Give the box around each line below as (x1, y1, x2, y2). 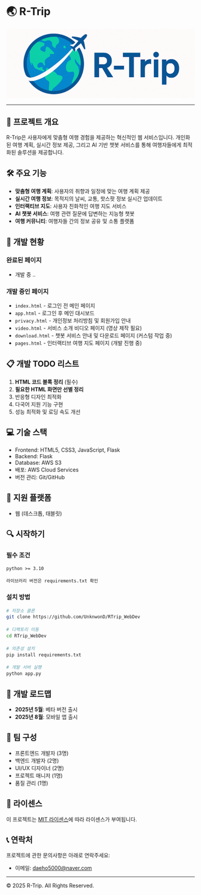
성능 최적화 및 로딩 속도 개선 (14, 408, 81, 415)
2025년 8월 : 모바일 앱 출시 (14, 713, 78, 720)
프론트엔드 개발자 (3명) (14, 749, 69, 757)
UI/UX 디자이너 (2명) (14, 764, 65, 772)
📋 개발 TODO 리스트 (6, 358, 80, 369)
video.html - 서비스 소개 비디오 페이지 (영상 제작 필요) (14, 324, 142, 332)
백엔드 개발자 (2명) (14, 757, 59, 764)
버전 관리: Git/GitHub (14, 473, 65, 480)
